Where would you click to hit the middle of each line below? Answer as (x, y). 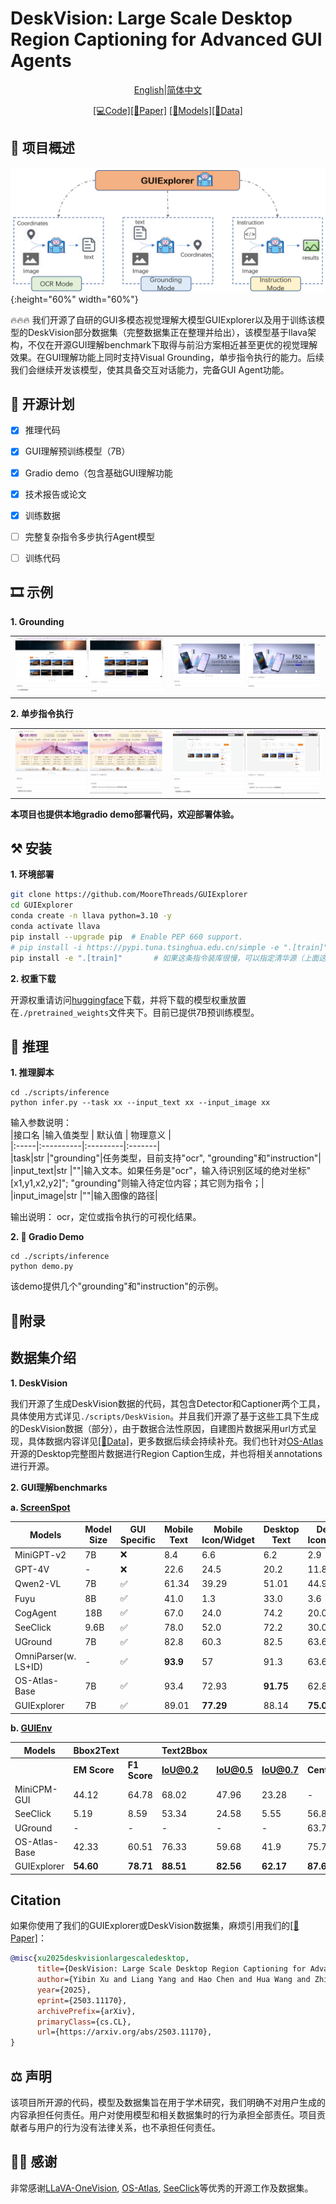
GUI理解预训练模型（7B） (77, 451)
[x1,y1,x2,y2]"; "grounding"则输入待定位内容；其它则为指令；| (137, 1183)
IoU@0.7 (280, 1770)
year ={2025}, (64, 1990)
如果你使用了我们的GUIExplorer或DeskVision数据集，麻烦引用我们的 (150, 1926)
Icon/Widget (228, 1540)
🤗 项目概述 (42, 148)
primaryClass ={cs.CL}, (84, 2022)
